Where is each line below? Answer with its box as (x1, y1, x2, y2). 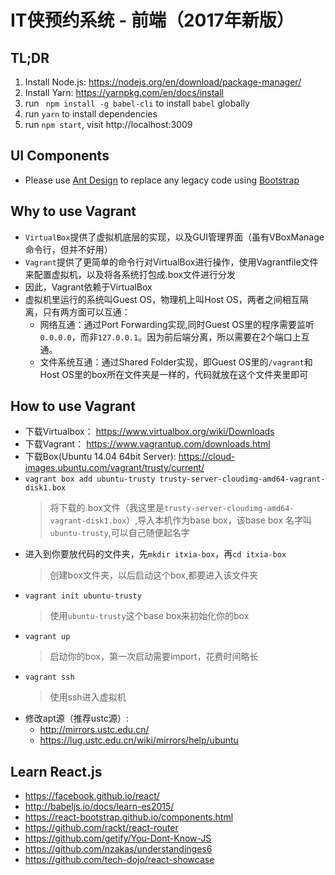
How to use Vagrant (10, 398, 136, 415)
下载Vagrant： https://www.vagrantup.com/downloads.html (24, 438, 271, 450)
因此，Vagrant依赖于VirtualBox (24, 281, 153, 293)
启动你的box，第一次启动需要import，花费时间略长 (49, 651, 259, 663)
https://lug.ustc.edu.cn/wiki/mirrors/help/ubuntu (39, 734, 239, 746)
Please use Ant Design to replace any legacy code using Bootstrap (24, 174, 300, 186)
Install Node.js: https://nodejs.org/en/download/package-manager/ (24, 76, 302, 88)
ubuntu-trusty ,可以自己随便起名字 (49, 527, 190, 539)
